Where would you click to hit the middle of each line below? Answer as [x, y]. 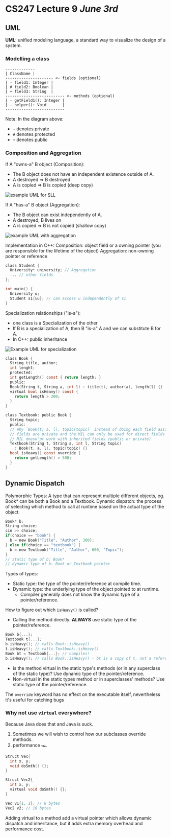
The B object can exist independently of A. [57, 215]
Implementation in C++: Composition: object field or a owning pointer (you [83, 245]
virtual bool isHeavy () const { [44, 391]
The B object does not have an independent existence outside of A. [83, 174]
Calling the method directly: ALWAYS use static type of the [75, 620]
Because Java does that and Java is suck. [49, 724]
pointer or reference [26, 256]
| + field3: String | [29, 92]
